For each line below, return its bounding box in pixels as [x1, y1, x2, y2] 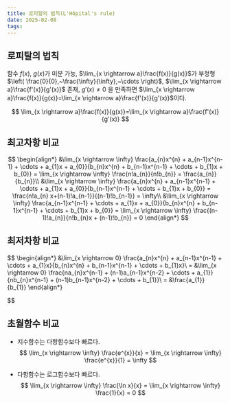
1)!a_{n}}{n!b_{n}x [42, 214, 93, 222]
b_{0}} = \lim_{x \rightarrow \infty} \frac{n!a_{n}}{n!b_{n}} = [13, 170, 182, 178]
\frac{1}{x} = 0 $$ [95, 389, 146, 397]
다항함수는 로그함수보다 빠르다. [16, 370, 101, 378]
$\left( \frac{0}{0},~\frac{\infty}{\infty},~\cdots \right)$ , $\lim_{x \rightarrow [7, 77, 222, 86]
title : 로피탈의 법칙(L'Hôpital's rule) [7, 10, 115, 17]
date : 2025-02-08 [7, 16, 57, 23]
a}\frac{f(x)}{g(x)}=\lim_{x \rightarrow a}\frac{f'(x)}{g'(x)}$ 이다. [7, 94, 187, 102]
